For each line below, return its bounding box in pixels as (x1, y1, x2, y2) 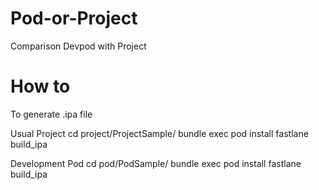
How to (10, 75, 71, 98)
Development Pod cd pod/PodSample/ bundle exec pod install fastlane (10, 157, 302, 169)
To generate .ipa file (10, 108, 93, 120)
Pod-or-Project (10, 7, 138, 30)
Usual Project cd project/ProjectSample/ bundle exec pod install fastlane (10, 127, 309, 139)
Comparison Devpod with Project (10, 40, 147, 52)
